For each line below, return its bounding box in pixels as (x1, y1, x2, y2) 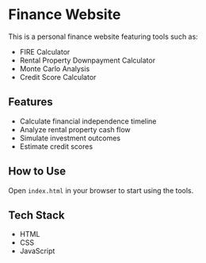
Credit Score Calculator (19, 72, 97, 82)
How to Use (8, 165, 67, 178)
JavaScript (19, 246, 55, 256)
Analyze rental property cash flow (19, 124, 131, 134)
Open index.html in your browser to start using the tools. (8, 185, 194, 195)
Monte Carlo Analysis (19, 63, 90, 73)
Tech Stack (8, 208, 65, 222)
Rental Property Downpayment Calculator (19, 55, 156, 65)
